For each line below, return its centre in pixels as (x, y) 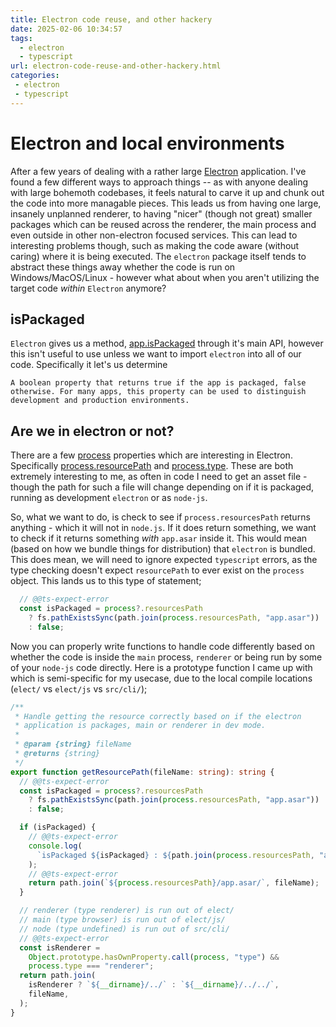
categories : (35, 76)
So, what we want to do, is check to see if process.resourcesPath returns (160, 517)
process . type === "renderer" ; (91, 966)
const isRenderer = (60, 947)
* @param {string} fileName (73, 744)
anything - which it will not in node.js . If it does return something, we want (163, 528)
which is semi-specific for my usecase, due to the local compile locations (161, 678)
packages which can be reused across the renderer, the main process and (163, 224)
